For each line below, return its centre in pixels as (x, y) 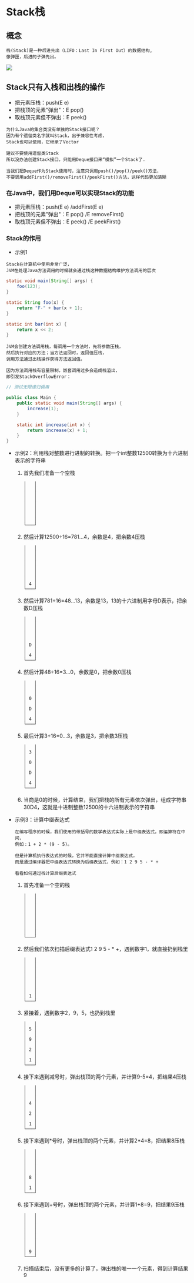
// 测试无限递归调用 (28, 387)
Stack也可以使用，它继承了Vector (43, 142)
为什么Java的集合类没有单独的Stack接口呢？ (53, 129)
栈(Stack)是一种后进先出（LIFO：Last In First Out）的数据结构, (79, 51)
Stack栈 (26, 12)
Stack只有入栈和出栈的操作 (56, 87)
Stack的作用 (24, 239)
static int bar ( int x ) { (36, 324)
